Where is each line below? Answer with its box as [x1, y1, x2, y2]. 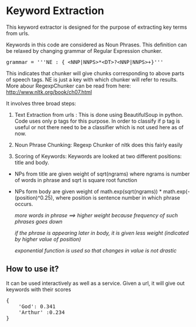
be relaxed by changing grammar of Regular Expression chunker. [6, 47, 163, 54]
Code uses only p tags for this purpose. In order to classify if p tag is [14, 117, 180, 124]
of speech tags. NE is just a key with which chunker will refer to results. [6, 76, 178, 83]
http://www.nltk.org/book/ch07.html [6, 88, 92, 95]
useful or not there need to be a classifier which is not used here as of [14, 123, 184, 130]
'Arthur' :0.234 [18, 309, 66, 315]
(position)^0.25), [14, 194, 54, 201]
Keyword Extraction [6, 4, 104, 18]
